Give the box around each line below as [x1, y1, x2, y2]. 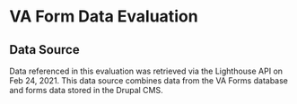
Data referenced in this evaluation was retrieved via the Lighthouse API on [9, 65, 284, 76]
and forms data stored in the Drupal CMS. [9, 85, 163, 95]
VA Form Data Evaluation [9, 6, 199, 27]
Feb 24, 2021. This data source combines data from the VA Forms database [9, 75, 289, 86]
